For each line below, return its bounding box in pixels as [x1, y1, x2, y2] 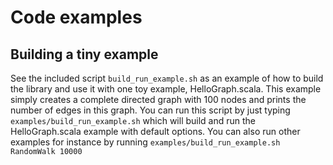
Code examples [10, 6, 143, 29]
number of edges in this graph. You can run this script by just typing [10, 104, 291, 116]
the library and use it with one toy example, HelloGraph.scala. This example [10, 83, 322, 95]
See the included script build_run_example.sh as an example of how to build [10, 72, 324, 84]
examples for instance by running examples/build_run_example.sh [10, 136, 281, 148]
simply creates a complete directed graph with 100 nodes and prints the [10, 94, 307, 105]
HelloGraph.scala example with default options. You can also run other [10, 126, 301, 137]
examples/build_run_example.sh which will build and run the [10, 115, 257, 126]
